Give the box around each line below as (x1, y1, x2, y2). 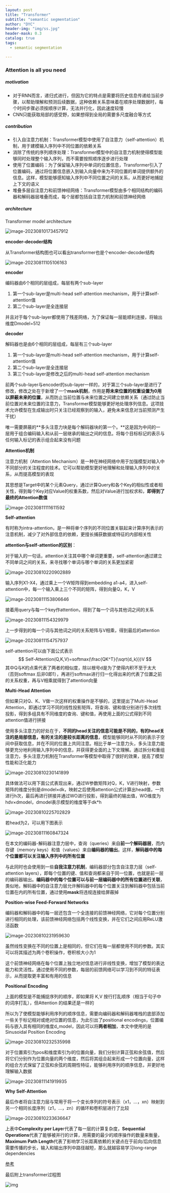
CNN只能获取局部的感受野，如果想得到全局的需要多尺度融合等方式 (12, 111, 152, 117)
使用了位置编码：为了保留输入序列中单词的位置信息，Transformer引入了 (12, 162, 163, 168)
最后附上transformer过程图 (5, 1172, 61, 1178)
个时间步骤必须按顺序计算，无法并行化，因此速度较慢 (12, 105, 124, 111)
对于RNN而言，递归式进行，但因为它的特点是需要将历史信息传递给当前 (12, 92, 160, 98)
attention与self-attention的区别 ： (5, 542, 77, 548)
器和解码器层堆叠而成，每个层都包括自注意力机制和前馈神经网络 (12, 194, 146, 200)
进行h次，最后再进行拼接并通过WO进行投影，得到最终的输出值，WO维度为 (5, 793, 161, 799)
